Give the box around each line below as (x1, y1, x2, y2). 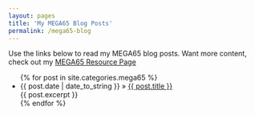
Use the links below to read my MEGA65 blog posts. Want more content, (8, 49, 247, 59)
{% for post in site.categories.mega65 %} (19, 73, 158, 83)
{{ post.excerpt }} (19, 90, 79, 100)
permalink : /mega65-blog (8, 27, 91, 35)
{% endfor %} (19, 98, 67, 109)
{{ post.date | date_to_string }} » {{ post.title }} (19, 81, 173, 91)
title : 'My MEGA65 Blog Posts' (8, 19, 113, 27)
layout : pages (8, 11, 56, 20)
